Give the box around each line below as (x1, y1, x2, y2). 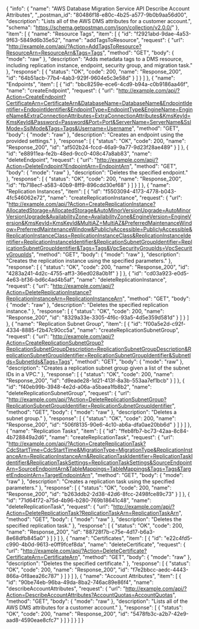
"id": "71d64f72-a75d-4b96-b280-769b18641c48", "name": (6, 497, 152, 504)
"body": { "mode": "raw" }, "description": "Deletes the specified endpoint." (6, 169, 188, 176)
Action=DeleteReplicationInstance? (6, 289, 92, 296)
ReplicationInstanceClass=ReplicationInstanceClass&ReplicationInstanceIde (6, 232, 191, 239)
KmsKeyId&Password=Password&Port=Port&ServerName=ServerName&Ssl (6, 119, 191, 125)
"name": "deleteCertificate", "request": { (88, 541, 186, 548)
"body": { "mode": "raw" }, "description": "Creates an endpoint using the (6, 131, 184, 138)
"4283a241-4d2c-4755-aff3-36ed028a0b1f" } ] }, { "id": (6, 270, 143, 277)
